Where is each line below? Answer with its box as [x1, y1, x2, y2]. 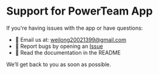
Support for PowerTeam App [6, 4, 153, 18]
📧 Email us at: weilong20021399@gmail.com [15, 36, 126, 43]
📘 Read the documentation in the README [15, 49, 121, 56]
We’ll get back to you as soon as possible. [6, 61, 111, 68]
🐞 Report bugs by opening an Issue [15, 42, 103, 50]
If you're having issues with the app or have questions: [6, 24, 143, 32]
